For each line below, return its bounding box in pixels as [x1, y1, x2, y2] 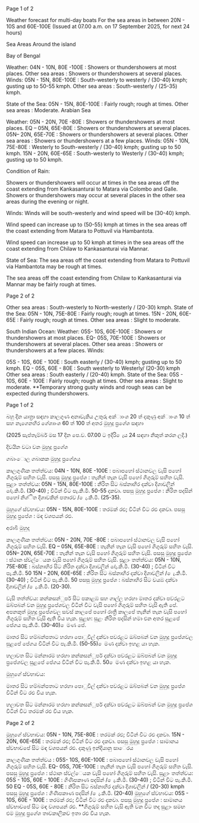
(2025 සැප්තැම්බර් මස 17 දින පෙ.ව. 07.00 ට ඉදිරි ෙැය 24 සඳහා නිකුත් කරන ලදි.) [6, 432, 188, 438]
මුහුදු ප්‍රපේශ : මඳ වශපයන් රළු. [6, 512, 73, 519]
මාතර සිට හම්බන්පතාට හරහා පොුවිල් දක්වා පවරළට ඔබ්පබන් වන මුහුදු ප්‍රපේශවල [6, 634, 193, 640]
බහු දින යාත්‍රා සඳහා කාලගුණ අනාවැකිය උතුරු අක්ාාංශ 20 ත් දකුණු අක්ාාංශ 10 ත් [6, 413, 191, 420]
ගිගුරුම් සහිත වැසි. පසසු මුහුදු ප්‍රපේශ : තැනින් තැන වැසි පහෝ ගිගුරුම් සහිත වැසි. [6, 474, 184, 480]
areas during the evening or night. [6, 198, 89, 205]
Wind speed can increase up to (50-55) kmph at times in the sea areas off [6, 221, 187, 228]
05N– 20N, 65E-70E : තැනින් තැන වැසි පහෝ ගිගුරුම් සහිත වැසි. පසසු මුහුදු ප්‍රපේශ [6, 549, 192, 556]
